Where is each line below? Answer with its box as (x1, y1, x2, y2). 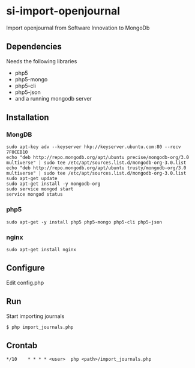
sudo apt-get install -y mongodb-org (6, 181, 101, 187)
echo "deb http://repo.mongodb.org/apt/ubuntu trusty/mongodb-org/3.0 (6, 165, 187, 171)
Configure (6, 263, 45, 273)
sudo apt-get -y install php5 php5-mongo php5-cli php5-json (6, 219, 163, 225)
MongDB (6, 131, 32, 139)
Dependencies (6, 42, 62, 52)
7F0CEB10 (6, 149, 28, 155)
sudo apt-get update (6, 176, 58, 182)
